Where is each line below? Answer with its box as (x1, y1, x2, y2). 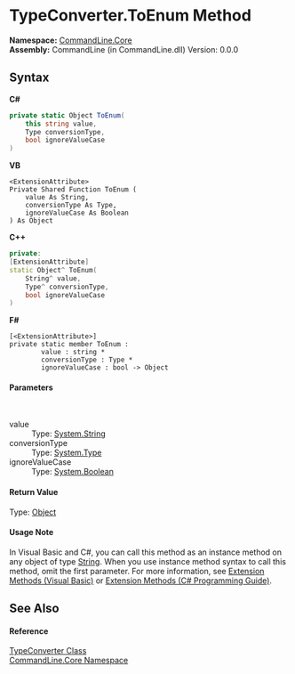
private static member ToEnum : (9, 340, 129, 349)
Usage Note (9, 527, 54, 538)
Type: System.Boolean (31, 467, 114, 477)
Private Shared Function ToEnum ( (9, 185, 138, 194)
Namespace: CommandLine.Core (9, 35, 132, 45)
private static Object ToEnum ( (9, 110, 125, 120)
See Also (9, 601, 60, 616)
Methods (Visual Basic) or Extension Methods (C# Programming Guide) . (9, 575, 273, 586)
